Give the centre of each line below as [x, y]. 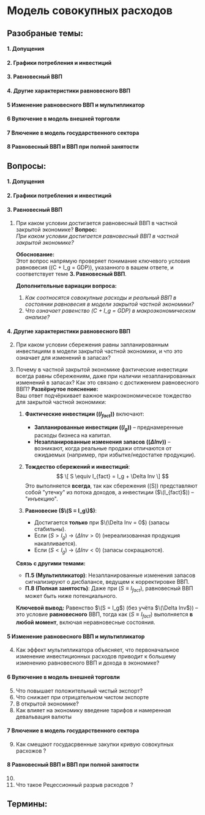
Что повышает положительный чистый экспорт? [79, 690]
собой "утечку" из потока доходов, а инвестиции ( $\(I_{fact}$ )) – [110, 492]
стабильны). [50, 529]
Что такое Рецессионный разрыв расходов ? [74, 784]
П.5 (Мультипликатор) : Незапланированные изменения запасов [110, 575]
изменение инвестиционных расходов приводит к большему [96, 657]
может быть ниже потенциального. [71, 596]
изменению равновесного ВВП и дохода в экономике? [88, 663]
